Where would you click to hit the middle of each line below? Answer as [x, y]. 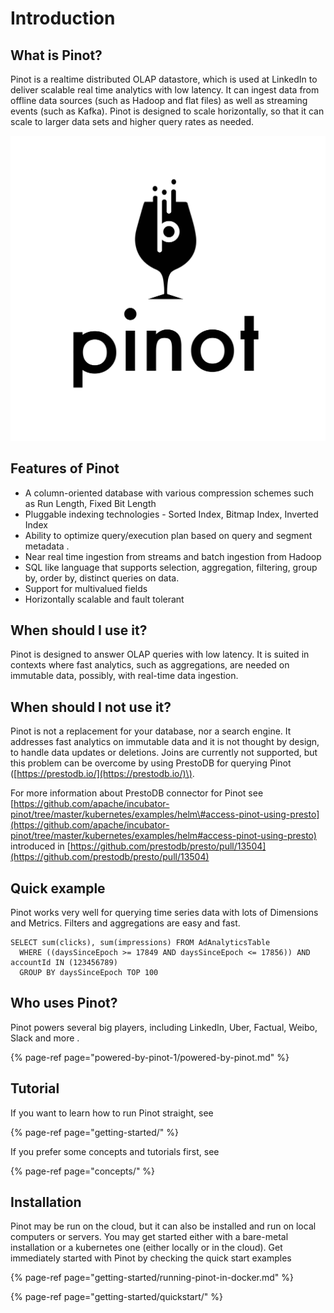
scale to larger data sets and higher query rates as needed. [132, 121]
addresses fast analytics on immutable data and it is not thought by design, [165, 742]
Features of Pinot [65, 468]
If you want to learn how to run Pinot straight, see [112, 1113]
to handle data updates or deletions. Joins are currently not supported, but [164, 753]
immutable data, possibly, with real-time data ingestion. [124, 676]
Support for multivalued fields [86, 588]
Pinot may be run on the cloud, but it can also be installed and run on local [163, 1226]
